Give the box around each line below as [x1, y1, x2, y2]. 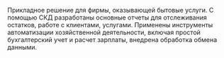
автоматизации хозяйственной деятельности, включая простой [7, 28, 201, 36]
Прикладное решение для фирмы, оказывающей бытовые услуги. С [7, 6, 214, 14]
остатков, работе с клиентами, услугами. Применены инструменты [7, 21, 213, 29]
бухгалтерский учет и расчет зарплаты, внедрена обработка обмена [7, 36, 218, 44]
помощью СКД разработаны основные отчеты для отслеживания [7, 13, 207, 22]
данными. [7, 43, 38, 51]
